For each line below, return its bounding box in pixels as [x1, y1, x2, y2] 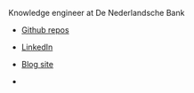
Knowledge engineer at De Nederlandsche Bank [8, 8, 185, 18]
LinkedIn [20, 42, 53, 52]
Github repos [20, 25, 69, 35]
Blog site [20, 59, 54, 69]
